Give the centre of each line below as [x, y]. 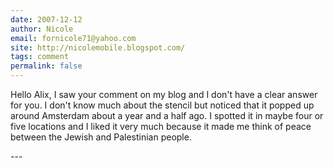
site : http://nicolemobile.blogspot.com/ [98, 47]
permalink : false [46, 66]
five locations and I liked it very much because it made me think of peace [161, 126]
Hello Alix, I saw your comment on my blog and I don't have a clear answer [164, 94]
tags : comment [40, 57]
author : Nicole [42, 29]
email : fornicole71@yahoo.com [73, 38]
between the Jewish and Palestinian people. [101, 137]
